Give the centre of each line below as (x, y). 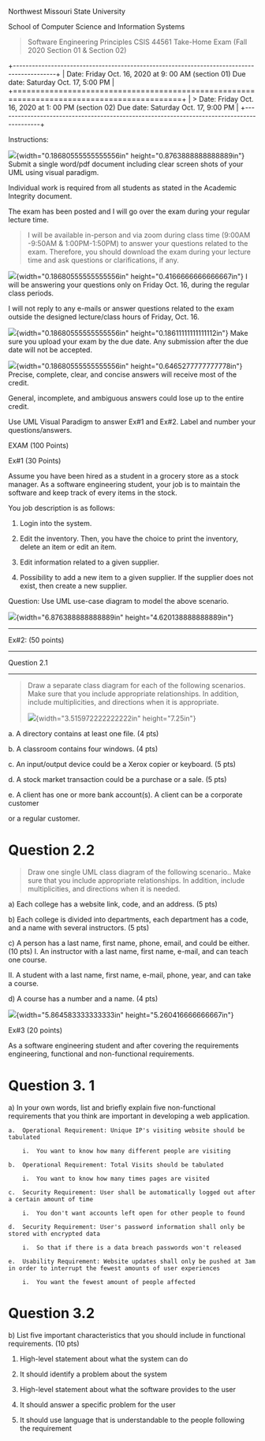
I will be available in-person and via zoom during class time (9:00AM (139, 235)
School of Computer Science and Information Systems (97, 26)
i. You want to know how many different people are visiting (127, 1151)
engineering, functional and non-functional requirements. (101, 1054)
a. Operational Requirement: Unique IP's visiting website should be (127, 1130)
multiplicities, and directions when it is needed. (104, 888)
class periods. (31, 293)
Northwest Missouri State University (67, 11)
